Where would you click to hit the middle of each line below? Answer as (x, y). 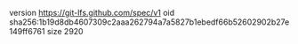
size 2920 (65, 31)
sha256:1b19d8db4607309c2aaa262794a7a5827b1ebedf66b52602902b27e (149, 22)
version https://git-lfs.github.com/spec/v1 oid (92, 13)
